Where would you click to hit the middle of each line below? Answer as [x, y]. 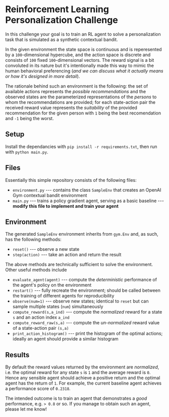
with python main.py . [27, 152]
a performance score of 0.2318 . [38, 389]
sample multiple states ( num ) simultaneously [58, 307]
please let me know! [26, 409]
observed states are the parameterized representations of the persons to [81, 97]
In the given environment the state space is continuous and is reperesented [84, 49]
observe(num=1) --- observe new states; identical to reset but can [80, 301]
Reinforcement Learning [57, 9]
